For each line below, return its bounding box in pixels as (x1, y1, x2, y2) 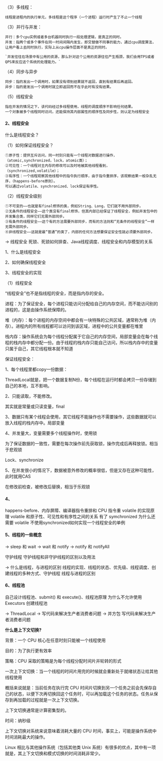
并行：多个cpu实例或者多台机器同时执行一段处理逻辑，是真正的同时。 (5, 35, 124, 39)
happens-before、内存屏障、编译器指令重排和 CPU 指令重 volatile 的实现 (5, 507, 150, 513)
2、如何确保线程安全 (5, 259, 46, 265)
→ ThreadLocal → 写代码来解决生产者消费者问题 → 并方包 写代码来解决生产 (5, 610, 156, 616)
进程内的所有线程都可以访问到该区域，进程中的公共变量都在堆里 (15, 323, 143, 329)
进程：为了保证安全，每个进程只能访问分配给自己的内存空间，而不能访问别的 (5, 301, 158, 307)
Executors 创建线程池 (5, 600, 48, 606)
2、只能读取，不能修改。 (5, 393, 55, 399)
